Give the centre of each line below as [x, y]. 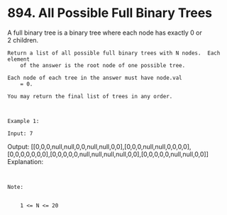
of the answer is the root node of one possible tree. [103, 65]
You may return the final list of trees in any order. [90, 96]
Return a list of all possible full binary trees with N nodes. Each [114, 53]
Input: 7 [20, 133]
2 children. [23, 40]
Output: [18, 146]
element [19, 59]
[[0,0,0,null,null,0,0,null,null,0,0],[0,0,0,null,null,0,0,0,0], [111, 146]
